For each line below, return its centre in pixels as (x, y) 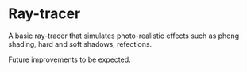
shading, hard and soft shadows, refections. (80, 44)
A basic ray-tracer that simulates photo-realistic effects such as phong (124, 36)
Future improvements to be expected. (69, 59)
